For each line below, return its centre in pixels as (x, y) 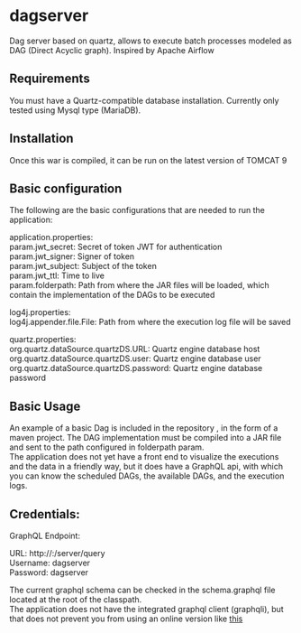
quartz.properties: (43, 340)
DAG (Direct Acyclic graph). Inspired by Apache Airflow (112, 50)
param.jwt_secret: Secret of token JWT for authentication (116, 247)
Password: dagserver (49, 572)
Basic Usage (45, 406)
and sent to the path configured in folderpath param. (107, 447)
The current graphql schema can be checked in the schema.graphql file (143, 590)
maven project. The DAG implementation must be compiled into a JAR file (146, 438)
